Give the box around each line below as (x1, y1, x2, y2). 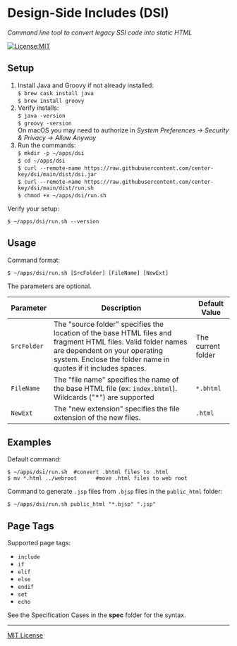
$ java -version (17, 112, 66, 119)
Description (101, 303, 142, 313)
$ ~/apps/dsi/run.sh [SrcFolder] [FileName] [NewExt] (7, 269, 169, 276)
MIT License (7, 631, 44, 640)
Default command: (7, 455, 61, 464)
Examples (7, 436, 51, 448)
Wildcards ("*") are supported (53, 392, 154, 402)
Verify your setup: (7, 204, 60, 213)
